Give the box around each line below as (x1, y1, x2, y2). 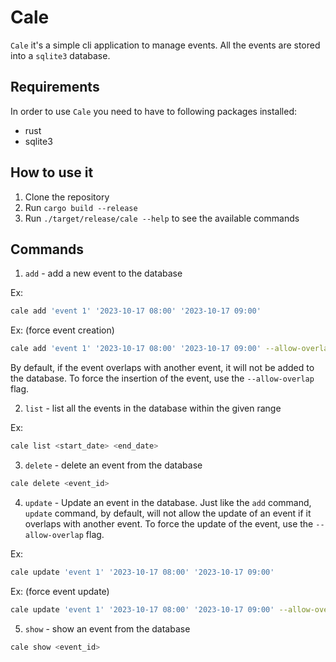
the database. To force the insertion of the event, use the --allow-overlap (10, 372, 315, 385)
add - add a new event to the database (24, 267, 183, 280)
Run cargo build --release (24, 201, 138, 213)
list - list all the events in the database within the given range (24, 402, 282, 415)
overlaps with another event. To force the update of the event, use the (24, 517, 314, 530)
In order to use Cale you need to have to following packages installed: (10, 105, 297, 117)
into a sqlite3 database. (10, 49, 111, 61)
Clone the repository (24, 191, 110, 203)
